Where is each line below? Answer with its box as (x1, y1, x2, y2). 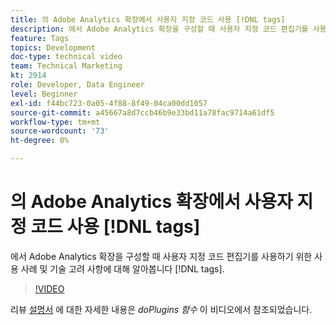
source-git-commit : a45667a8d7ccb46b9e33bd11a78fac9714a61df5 (10, 107, 275, 118)
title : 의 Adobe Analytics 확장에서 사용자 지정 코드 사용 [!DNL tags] (10, 14, 286, 25)
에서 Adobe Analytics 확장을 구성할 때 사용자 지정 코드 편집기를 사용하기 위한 (10, 250, 313, 262)
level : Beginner (10, 89, 78, 99)
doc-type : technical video (10, 52, 123, 62)
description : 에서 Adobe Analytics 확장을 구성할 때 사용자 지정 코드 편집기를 (10, 24, 309, 34)
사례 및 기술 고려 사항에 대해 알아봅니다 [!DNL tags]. (20, 262, 225, 275)
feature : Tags (10, 33, 70, 43)
